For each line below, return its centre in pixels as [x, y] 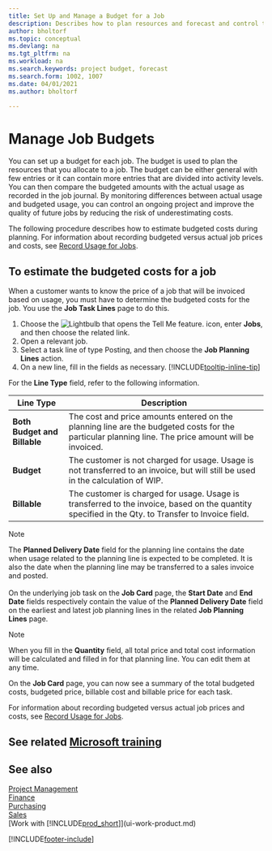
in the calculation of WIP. [116, 481]
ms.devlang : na [34, 46]
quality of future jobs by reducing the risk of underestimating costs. [121, 213]
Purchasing [28, 806]
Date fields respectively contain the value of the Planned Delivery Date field [136, 602]
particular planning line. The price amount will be [161, 437]
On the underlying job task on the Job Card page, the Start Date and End [131, 593]
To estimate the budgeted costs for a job [113, 272]
